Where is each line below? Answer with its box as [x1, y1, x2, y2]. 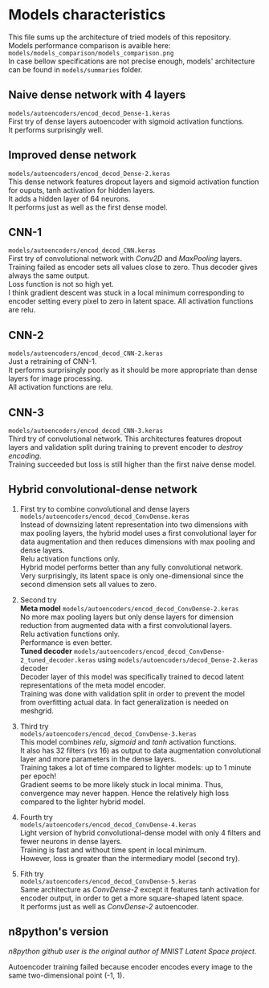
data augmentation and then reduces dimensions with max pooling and [19, 537, 255, 546]
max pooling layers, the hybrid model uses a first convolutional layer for [19, 528, 257, 537]
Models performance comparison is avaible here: [8, 40, 171, 50]
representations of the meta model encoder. [19, 680, 166, 690]
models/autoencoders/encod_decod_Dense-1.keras [8, 109, 171, 117]
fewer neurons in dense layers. [19, 836, 123, 846]
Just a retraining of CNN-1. [8, 357, 97, 366]
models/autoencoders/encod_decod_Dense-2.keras [8, 169, 171, 178]
